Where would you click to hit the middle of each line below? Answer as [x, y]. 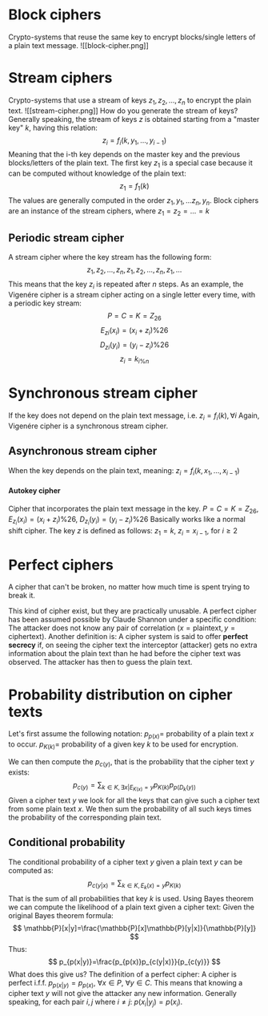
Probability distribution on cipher [120, 694]
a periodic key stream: [45, 303]
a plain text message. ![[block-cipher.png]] [79, 45]
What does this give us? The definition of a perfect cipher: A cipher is [123, 974]
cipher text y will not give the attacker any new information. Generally [123, 993]
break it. [22, 596]
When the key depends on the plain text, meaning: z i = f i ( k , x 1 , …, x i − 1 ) [124, 471]
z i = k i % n [134, 360]
